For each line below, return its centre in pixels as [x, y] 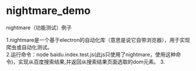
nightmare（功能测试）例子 [39, 27]
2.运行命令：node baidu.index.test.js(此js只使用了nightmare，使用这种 [91, 54]
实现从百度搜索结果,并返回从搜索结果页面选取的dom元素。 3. [92, 62]
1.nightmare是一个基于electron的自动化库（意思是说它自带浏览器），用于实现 [98, 40]
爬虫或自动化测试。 [29, 47]
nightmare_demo [48, 11]
